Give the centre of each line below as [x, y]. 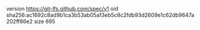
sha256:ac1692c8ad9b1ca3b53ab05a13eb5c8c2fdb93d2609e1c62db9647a [100, 15]
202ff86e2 [20, 21]
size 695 [45, 21]
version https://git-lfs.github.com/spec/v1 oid [62, 9]
